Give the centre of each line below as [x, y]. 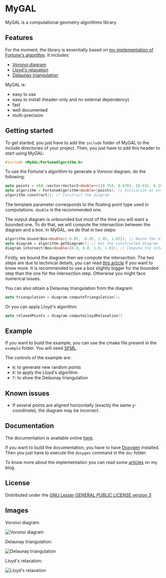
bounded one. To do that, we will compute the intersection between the [78, 225]
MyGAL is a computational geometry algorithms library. [61, 22]
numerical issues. [23, 278]
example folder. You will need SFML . [41, 348]
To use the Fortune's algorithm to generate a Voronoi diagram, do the [76, 171]
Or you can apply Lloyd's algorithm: [41, 306]
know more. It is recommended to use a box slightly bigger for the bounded [82, 268]
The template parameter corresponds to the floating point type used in [77, 205]
